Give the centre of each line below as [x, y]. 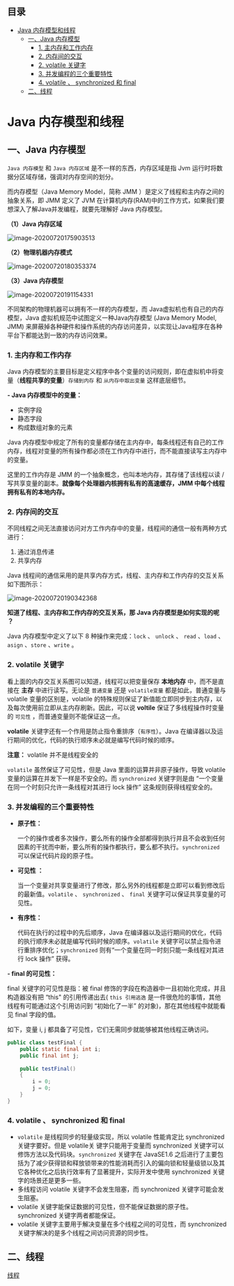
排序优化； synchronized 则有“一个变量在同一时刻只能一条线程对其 [124, 950]
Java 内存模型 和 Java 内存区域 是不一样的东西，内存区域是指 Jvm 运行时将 [112, 168]
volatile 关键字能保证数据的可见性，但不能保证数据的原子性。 [105, 1207]
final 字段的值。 [37, 1015]
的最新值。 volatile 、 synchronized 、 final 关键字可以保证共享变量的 [119, 894]
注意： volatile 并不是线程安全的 [53, 754]
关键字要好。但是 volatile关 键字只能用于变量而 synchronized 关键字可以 [120, 1146]
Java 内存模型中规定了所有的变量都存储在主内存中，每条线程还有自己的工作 [116, 442]
